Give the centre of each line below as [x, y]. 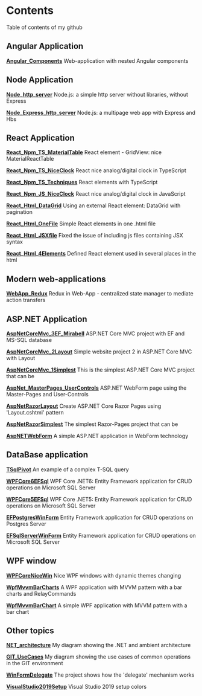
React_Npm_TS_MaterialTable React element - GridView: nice [84, 152]
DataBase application [47, 455]
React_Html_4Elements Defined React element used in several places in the [101, 254]
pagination [20, 212]
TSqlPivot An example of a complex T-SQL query [68, 469]
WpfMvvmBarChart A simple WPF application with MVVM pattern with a [97, 605]
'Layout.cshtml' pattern [35, 412]
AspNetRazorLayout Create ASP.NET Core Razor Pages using [84, 406]
